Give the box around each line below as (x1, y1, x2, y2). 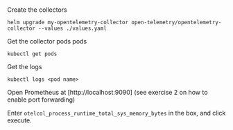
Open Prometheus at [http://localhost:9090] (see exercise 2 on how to (7, 89, 208, 97)
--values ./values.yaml (37, 25, 107, 32)
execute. (7, 116, 33, 124)
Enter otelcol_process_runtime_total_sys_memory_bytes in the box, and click (7, 109, 226, 118)
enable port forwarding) (7, 95, 76, 104)
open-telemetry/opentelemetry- (131, 19, 222, 26)
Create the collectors (7, 6, 67, 14)
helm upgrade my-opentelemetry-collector (7, 19, 129, 26)
